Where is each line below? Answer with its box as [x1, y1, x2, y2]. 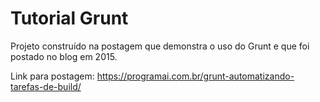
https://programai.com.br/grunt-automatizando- [96, 70, 295, 82]
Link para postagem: [10, 70, 95, 82]
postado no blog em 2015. [10, 50, 118, 62]
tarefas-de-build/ [10, 80, 82, 92]
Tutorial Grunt [10, 7, 129, 30]
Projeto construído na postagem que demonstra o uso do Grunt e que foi [10, 40, 310, 52]
